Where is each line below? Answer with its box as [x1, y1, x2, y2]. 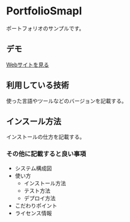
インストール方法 [23, 180, 66, 187]
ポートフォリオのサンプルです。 [6, 25, 85, 32]
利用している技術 [6, 80, 69, 90]
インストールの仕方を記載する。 [6, 133, 85, 141]
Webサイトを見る [6, 61, 49, 68]
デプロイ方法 [23, 194, 56, 202]
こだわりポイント [14, 202, 58, 209]
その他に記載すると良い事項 [6, 150, 86, 158]
